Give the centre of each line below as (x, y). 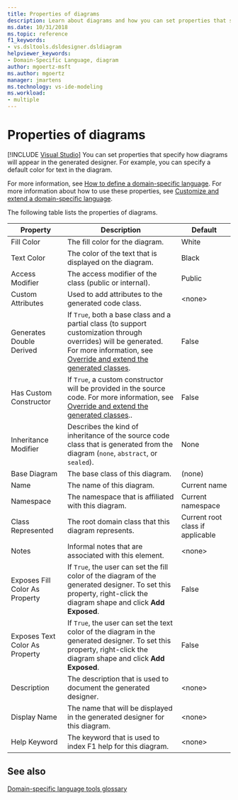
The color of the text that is (112, 253)
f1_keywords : (27, 40)
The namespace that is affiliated (120, 497)
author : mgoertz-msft (39, 67)
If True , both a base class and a (119, 315)
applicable (198, 535)
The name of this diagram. (110, 485)
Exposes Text (33, 636)
